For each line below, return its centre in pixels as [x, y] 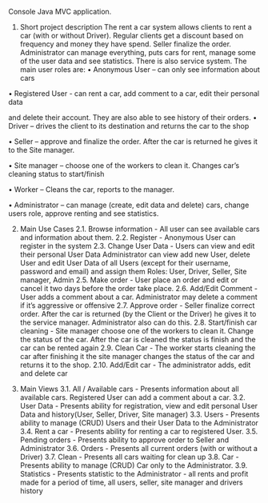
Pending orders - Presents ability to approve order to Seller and [124, 440]
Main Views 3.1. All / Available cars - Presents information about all [129, 389]
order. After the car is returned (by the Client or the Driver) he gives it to [138, 314]
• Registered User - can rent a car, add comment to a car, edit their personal [134, 94]
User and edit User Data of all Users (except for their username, [125, 263]
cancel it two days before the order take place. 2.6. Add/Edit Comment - [139, 288]
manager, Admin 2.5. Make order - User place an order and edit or [129, 280]
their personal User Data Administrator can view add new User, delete [135, 254]
